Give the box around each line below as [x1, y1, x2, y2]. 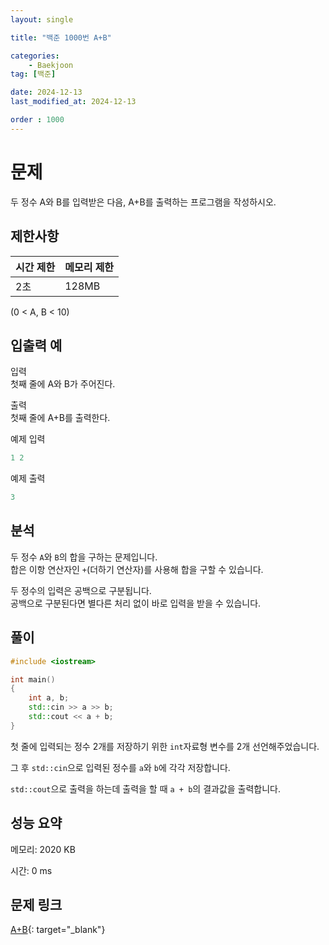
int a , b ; [28, 693, 70, 703]
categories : [10, 51, 60, 61]
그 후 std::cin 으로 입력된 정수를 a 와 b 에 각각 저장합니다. [10, 761, 231, 773]
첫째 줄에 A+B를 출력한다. [10, 412, 111, 424]
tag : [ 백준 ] [10, 69, 57, 80]
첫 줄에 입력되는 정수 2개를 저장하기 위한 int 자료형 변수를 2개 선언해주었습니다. [10, 740, 320, 752]
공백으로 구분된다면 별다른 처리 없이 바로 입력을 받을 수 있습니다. [10, 597, 262, 609]
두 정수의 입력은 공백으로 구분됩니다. [10, 584, 152, 596]
